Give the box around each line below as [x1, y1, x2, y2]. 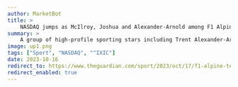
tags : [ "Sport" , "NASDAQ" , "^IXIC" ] [7, 50, 115, 57]
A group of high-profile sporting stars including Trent [20, 36, 192, 43]
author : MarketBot [7, 10, 62, 18]
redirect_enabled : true [7, 69, 78, 76]
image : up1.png [7, 43, 52, 50]
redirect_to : [7, 62, 46, 69]
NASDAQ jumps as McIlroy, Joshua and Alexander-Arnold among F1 [20, 23, 214, 30]
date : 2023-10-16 [7, 56, 59, 63]
